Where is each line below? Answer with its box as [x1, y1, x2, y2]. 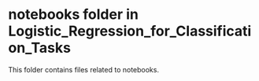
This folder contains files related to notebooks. [8, 64, 160, 74]
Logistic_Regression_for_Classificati [8, 22, 252, 40]
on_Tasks [8, 39, 71, 57]
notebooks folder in [8, 6, 139, 24]
